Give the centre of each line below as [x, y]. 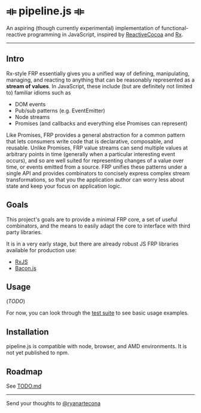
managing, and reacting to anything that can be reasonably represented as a [100, 80]
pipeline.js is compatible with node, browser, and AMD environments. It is [97, 346]
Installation [28, 332]
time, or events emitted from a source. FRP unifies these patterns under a [97, 167]
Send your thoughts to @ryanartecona [53, 403]
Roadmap [25, 371]
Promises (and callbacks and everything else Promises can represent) [101, 123]
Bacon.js [26, 268]
